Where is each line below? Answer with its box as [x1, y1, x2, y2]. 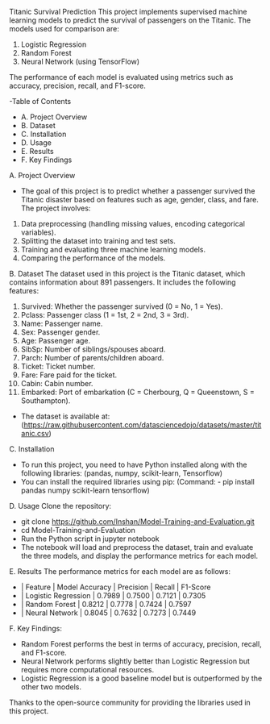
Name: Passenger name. [20, 318, 103, 328]
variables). [20, 227, 56, 237]
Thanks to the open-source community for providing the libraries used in [9, 697, 251, 707]
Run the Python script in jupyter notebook [20, 534, 160, 543]
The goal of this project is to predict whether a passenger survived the [20, 186, 255, 196]
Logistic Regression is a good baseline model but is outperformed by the [20, 673, 263, 683]
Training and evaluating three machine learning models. [20, 245, 206, 254]
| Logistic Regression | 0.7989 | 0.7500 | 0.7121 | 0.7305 [20, 591, 206, 600]
